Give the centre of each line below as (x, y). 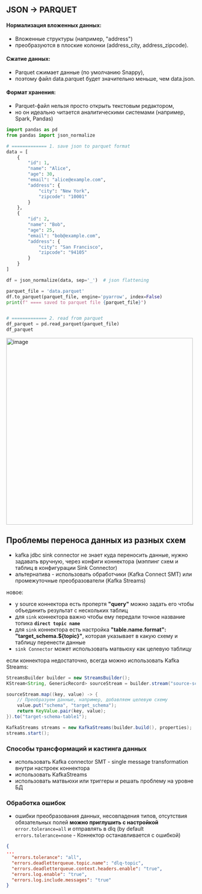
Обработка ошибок (36, 802)
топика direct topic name (47, 623)
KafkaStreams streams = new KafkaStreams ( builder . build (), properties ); (99, 727)
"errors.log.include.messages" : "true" (62, 880)
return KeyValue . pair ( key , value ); (62, 711)
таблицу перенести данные (50, 642)
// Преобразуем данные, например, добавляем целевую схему (93, 700)
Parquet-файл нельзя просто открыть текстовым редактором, (94, 106)
